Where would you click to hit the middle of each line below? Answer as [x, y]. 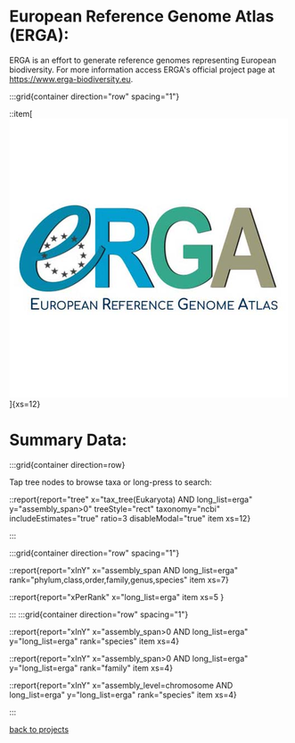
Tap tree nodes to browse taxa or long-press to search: [111, 482]
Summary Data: [68, 440]
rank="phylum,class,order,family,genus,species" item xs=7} [119, 580]
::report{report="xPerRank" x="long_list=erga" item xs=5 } [117, 597]
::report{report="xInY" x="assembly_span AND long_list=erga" [124, 570]
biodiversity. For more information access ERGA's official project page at [142, 70]
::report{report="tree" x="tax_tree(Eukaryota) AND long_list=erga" [131, 499]
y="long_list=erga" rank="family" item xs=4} [91, 668]
